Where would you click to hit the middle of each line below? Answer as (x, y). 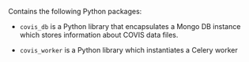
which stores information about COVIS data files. (99, 35)
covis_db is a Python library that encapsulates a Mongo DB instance (130, 26)
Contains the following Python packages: (75, 11)
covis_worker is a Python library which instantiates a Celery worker (129, 50)
